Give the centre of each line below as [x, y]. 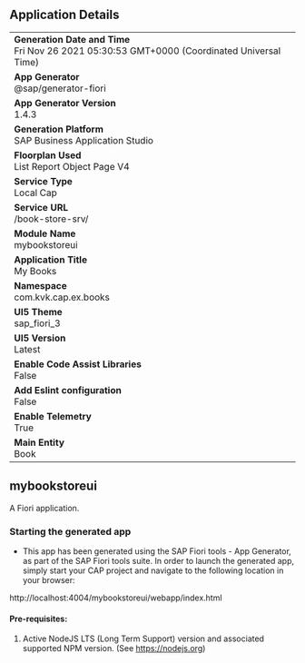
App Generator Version [65, 103]
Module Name [45, 233]
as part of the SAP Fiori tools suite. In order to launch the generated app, [158, 560]
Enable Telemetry [53, 416]
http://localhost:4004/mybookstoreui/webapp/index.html [116, 598]
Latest [27, 349]
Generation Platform [59, 129]
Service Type [43, 181]
